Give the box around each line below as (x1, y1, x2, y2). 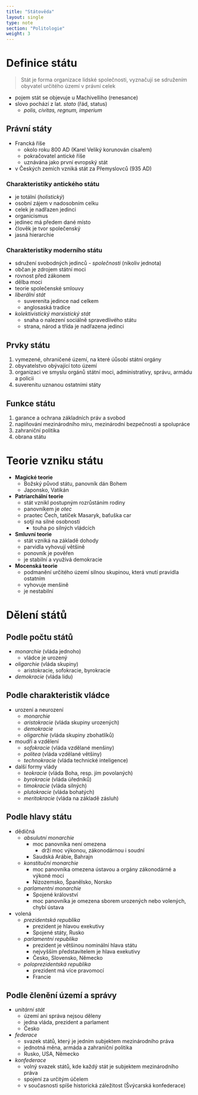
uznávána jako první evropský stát (23, 158, 108, 165)
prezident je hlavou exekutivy (32, 922, 105, 930)
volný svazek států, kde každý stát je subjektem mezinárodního (23, 1063, 179, 1070)
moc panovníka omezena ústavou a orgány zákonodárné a (32, 865, 177, 872)
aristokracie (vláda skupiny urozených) (23, 718, 120, 726)
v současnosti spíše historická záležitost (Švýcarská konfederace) (23, 1082, 186, 1089)
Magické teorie (14, 474, 54, 481)
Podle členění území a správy (6, 990, 117, 1000)
